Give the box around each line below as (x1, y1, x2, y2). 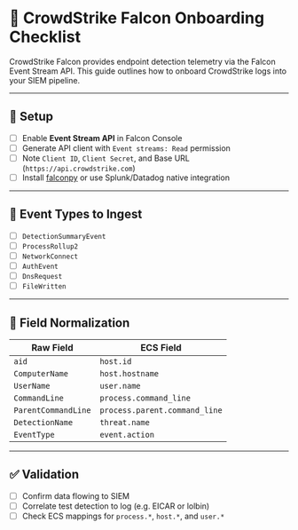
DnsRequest (21, 273, 63, 281)
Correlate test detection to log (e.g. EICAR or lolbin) (21, 501, 210, 511)
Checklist (9, 27, 82, 47)
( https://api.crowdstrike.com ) (21, 162, 136, 173)
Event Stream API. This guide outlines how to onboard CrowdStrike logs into (9, 66, 286, 76)
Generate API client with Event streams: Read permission (21, 142, 231, 154)
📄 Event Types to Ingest (9, 207, 143, 222)
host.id (99, 357, 132, 367)
